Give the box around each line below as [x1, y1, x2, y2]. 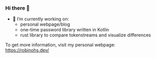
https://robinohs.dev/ [5, 47, 49, 53]
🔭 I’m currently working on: [12, 16, 69, 22]
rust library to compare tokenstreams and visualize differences [20, 32, 151, 38]
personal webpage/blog [20, 21, 70, 27]
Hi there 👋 [5, 5, 30, 12]
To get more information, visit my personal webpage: [5, 42, 115, 48]
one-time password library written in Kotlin [20, 27, 109, 33]
